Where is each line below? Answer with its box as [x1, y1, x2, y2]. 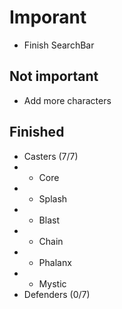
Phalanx [38, 256, 72, 268]
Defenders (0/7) [23, 288, 91, 300]
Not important [9, 68, 99, 85]
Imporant [9, 6, 87, 29]
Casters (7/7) [23, 150, 79, 162]
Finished [9, 124, 65, 141]
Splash [38, 192, 68, 205]
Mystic [38, 277, 67, 290]
